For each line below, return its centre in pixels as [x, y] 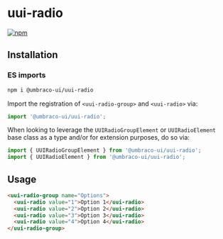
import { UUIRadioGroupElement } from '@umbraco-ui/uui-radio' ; [104, 150]
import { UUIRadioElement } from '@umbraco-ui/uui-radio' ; [97, 157]
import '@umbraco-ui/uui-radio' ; [57, 116]
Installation [33, 55]
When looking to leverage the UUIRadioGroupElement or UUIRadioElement [112, 130]
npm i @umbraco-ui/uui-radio [50, 90]
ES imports [27, 75]
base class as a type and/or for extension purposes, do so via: [99, 138]
